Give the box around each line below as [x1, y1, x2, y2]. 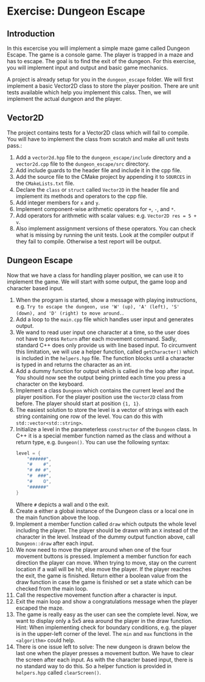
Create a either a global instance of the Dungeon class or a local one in [15, 507, 194, 515]
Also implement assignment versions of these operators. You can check [15, 224, 196, 232]
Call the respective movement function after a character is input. [15, 591, 178, 599]
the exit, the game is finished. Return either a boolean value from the [15, 572, 188, 579]
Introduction [7, 29, 55, 39]
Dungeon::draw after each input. [15, 540, 94, 547]
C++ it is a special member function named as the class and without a [15, 432, 191, 439]
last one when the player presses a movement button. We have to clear [15, 649, 194, 656]
